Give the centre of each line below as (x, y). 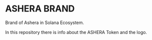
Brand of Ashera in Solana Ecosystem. (44, 22)
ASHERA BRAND (40, 9)
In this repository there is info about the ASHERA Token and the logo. (76, 32)
